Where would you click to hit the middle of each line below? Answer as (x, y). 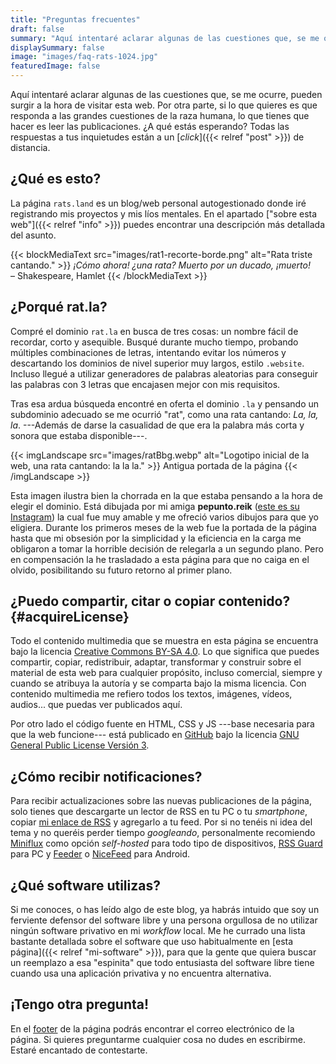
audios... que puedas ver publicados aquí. (96, 705)
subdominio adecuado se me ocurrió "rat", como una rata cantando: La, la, (164, 414)
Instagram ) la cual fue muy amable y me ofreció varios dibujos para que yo (164, 517)
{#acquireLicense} (70, 617)
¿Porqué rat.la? (59, 307)
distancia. (30, 147)
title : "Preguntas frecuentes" (75, 19)
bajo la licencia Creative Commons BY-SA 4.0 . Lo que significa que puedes (165, 652)
